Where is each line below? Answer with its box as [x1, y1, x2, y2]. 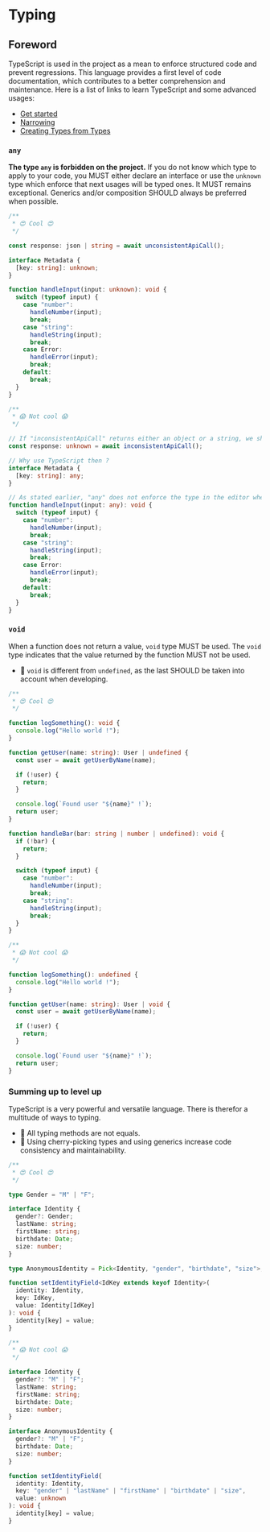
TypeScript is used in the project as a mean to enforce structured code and [8, 59, 257, 68]
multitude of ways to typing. [8, 1112, 101, 1122]
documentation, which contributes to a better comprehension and [8, 77, 227, 85]
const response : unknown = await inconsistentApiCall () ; [8, 442, 203, 450]
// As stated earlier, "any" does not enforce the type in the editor [8, 494, 250, 502]
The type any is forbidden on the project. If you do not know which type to [8, 163, 257, 172]
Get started [19, 109, 58, 118]
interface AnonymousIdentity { [8, 1427, 113, 1435]
